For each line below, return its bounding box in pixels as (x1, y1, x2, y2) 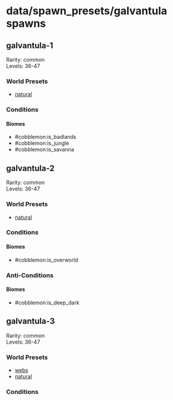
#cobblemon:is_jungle (14, 139, 69, 147)
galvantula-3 (6, 316, 55, 326)
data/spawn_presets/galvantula (6, 4, 168, 18)
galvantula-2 (6, 163, 55, 173)
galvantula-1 (6, 40, 53, 50)
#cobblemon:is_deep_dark (14, 299, 80, 306)
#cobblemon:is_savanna (14, 146, 74, 153)
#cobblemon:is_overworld (14, 256, 79, 264)
